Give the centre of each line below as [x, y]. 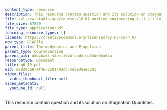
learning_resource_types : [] [35, 33]
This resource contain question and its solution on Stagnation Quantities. [80, 102]
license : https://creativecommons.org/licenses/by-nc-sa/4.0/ [71, 38]
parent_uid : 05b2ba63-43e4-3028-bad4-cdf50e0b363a [59, 56]
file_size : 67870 [23, 24]
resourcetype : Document [30, 60]
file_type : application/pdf [34, 28]
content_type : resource [30, 10]
